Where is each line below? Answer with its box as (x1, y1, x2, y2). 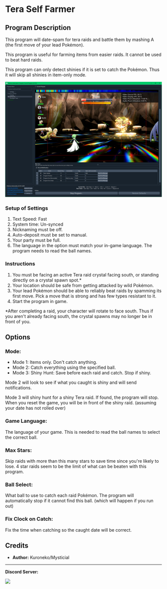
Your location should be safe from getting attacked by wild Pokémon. (12, 282, 154, 288)
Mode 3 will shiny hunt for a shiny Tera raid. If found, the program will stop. (5, 394, 159, 400)
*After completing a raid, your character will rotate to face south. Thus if (5, 308, 153, 314)
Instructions (5, 261, 36, 268)
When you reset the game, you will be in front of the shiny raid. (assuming (5, 400, 157, 406)
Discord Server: (5, 569, 39, 575)
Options (5, 333, 31, 341)
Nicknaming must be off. (12, 227, 63, 233)
